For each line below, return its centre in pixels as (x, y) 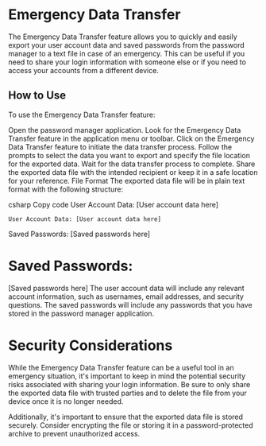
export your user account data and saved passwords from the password (126, 45)
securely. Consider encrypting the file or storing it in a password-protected (131, 425)
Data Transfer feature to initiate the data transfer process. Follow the (120, 147)
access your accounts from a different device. (83, 70)
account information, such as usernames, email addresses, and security (126, 297)
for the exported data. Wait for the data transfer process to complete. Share (132, 164)
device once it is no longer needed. (66, 401)
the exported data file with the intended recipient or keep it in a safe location (133, 172)
